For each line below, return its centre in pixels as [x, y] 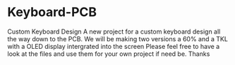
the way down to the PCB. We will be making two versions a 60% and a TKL [117, 38]
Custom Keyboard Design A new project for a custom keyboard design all [114, 31]
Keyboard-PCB [52, 12]
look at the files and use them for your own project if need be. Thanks [109, 54]
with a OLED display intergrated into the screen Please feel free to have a [114, 46]
